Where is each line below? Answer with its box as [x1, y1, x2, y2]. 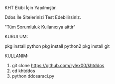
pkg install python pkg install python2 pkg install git [4, 43, 110, 49]
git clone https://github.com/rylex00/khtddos [11, 63, 105, 68]
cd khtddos [11, 68, 35, 74]
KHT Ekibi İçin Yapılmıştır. [4, 5, 57, 10]
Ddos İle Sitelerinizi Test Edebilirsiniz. [4, 14, 82, 20]
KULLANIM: [4, 53, 29, 59]
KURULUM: [4, 34, 28, 39]
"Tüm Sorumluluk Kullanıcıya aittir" [4, 24, 76, 30]
